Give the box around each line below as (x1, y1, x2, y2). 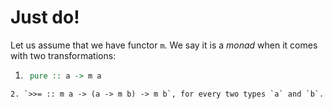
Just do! (10, 6, 80, 29)
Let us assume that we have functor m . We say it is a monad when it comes (10, 39, 318, 51)
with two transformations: (10, 49, 117, 61)
